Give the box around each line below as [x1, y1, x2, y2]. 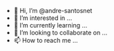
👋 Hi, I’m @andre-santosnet [13, 7, 93, 14]
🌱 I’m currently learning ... [13, 21, 88, 29]
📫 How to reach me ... [13, 37, 78, 44]
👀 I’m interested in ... [13, 14, 73, 22]
